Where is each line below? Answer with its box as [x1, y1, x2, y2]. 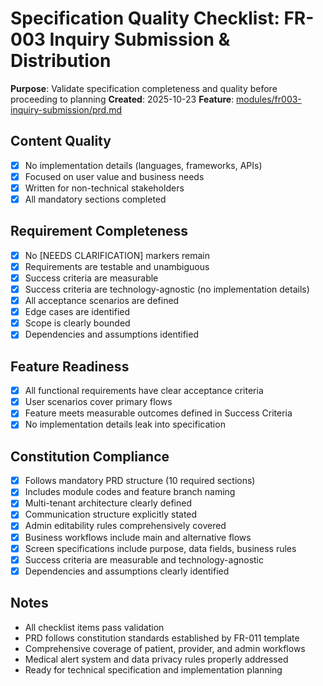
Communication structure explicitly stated [24, 508, 198, 521]
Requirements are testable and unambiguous [24, 260, 210, 272]
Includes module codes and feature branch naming [24, 486, 236, 498]
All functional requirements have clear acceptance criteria [24, 385, 264, 397]
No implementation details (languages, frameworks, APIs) [24, 159, 263, 171]
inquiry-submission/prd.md [10, 103, 122, 116]
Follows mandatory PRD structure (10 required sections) [24, 475, 256, 487]
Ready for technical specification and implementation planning [24, 663, 283, 676]
